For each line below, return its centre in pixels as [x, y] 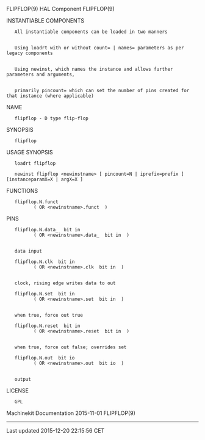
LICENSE [18, 391]
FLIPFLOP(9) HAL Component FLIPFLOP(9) [60, 9]
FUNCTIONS [22, 191]
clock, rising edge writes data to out [65, 283]
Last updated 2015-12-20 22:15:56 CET [56, 431]
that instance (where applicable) [50, 96]
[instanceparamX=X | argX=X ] [45, 179]
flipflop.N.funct [37, 202]
